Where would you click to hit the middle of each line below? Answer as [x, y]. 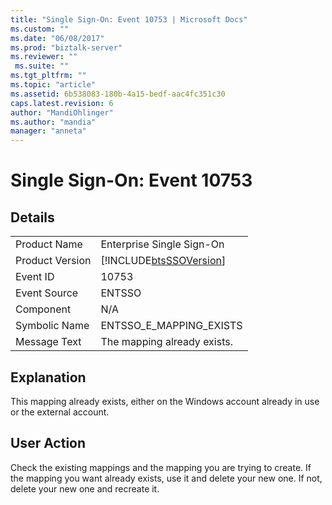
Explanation [48, 377]
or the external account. [60, 412]
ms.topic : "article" [53, 85]
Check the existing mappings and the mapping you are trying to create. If [161, 467]
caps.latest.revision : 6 [62, 103]
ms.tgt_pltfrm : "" [48, 76]
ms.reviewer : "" [44, 57]
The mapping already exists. [166, 342]
